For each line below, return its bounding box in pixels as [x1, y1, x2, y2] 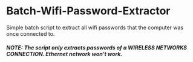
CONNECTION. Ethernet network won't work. [6, 50, 123, 57]
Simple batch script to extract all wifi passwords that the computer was [6, 24, 184, 31]
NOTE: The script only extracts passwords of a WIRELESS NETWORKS [6, 44, 188, 51]
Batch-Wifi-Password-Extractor [6, 4, 171, 18]
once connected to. [6, 30, 55, 37]
